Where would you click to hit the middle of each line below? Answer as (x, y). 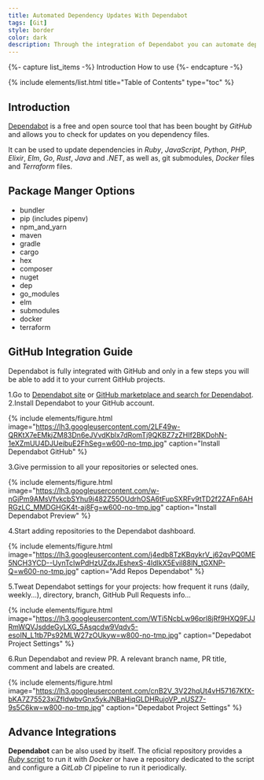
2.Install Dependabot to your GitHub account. (81, 403)
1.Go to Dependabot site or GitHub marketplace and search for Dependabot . (131, 394)
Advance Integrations (62, 732)
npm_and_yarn (43, 227)
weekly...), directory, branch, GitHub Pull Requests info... (99, 594)
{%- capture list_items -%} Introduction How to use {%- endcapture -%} (126, 67)
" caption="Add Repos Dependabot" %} (140, 571)
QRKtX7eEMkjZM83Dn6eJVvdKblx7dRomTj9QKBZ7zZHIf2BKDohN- (118, 434)
